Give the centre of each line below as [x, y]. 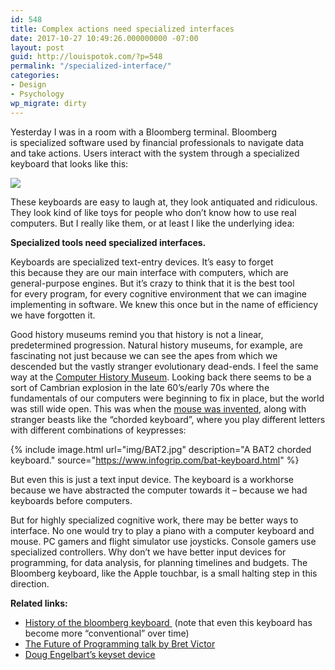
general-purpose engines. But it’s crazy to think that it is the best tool [152, 283]
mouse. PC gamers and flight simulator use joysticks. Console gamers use [163, 541]
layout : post [37, 47]
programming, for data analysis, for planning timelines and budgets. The [159, 562]
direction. [30, 583]
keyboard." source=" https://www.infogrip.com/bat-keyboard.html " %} [155, 460]
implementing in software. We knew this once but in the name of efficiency [164, 304]
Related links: [39, 603]
